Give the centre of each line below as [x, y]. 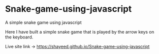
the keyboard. [19, 37]
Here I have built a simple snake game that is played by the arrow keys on [80, 32]
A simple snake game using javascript [44, 22]
